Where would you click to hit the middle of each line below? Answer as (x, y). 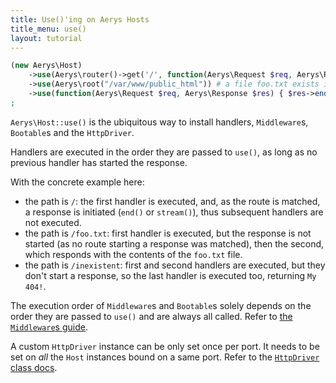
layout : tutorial (46, 38)
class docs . (34, 367)
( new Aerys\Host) (46, 66)
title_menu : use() (48, 29)
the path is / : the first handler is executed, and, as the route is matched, (172, 201)
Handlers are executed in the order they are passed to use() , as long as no (164, 152)
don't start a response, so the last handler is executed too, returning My (170, 275)
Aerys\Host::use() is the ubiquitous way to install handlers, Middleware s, (159, 122)
